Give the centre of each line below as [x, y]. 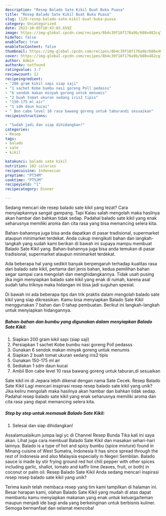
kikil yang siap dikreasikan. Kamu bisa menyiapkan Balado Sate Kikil [74, 300]
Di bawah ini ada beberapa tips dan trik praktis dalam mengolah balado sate [82, 294]
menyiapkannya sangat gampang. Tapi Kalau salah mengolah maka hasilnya [83, 213]
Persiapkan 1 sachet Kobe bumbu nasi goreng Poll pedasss [72, 344]
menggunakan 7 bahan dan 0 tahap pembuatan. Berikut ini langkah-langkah [82, 305]
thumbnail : [16, 51]
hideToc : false [21, 38]
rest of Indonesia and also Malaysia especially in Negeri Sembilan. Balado [80, 456]
